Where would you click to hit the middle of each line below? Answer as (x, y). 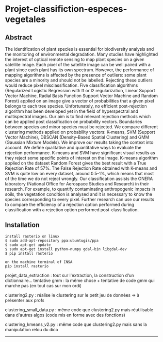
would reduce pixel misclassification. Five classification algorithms (72, 85)
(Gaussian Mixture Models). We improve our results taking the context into (79, 142)
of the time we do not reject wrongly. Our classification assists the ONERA (79, 179)
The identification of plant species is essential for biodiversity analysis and (80, 49)
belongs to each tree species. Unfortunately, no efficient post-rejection (76, 106)
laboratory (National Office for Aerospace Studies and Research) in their (77, 184)
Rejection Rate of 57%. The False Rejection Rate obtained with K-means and (81, 168)
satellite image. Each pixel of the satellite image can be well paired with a (78, 65)
